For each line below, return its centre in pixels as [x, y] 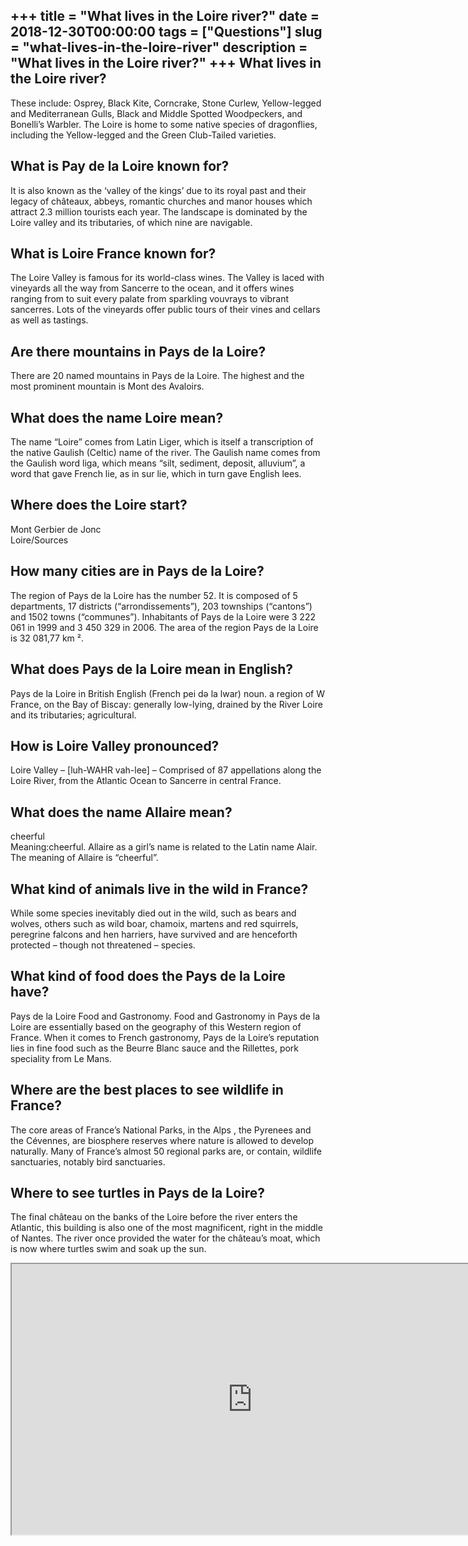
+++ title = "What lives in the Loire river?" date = [165, 16]
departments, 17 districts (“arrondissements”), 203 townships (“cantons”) [161, 606]
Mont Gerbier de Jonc [56, 529]
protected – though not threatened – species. [103, 945]
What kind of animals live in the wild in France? [159, 889]
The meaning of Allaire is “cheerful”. [84, 858]
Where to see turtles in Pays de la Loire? [137, 1192]
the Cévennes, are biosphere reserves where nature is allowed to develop [162, 1140]
